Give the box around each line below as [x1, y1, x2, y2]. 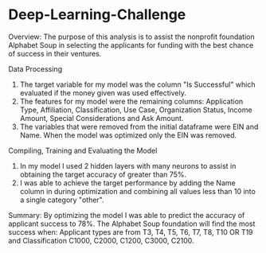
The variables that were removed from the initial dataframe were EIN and [19, 122, 259, 131]
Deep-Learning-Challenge [8, 6, 186, 24]
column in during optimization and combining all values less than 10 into [19, 186, 256, 196]
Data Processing [8, 64, 62, 73]
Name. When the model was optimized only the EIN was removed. [19, 130, 237, 140]
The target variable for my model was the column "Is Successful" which [19, 80, 256, 89]
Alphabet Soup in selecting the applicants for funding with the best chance [8, 40, 254, 49]
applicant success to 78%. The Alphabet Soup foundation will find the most [8, 219, 256, 228]
